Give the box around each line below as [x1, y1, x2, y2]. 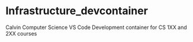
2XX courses [5, 30, 37, 37]
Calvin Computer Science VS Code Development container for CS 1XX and [5, 24, 187, 31]
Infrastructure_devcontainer [5, 4, 149, 18]
